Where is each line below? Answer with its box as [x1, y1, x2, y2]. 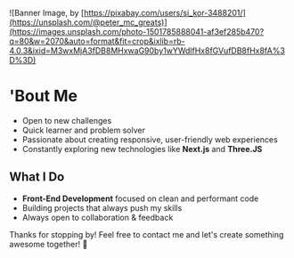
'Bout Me [9, 86, 78, 106]
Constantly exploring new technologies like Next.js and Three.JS [21, 143, 263, 154]
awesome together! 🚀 [9, 238, 88, 249]
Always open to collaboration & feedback [21, 212, 174, 222]
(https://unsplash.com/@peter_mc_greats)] [9, 17, 167, 28]
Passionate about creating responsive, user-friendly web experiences [21, 133, 278, 145]
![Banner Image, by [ [9, 8, 85, 18]
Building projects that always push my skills [21, 202, 183, 213]
